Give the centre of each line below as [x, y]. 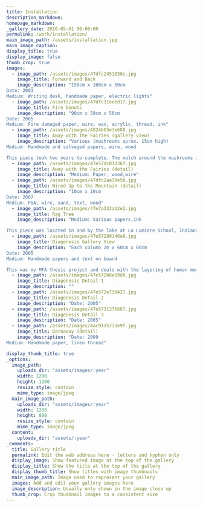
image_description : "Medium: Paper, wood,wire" [78, 175]
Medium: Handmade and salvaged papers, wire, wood [71, 147]
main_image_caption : [32, 46]
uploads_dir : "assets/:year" [54, 438]
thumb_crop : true [28, 62]
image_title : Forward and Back [56, 79]
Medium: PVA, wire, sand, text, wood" [55, 203]
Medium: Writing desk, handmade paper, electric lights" [79, 96]
